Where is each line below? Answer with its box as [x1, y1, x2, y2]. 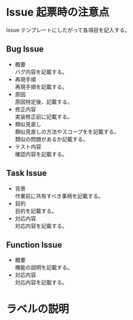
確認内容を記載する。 [14, 150, 67, 157]
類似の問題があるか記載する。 [14, 135, 88, 142]
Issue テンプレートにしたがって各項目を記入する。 [6, 26, 130, 33]
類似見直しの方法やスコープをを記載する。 [14, 128, 119, 135]
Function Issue [6, 240, 63, 250]
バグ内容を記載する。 [14, 68, 67, 75]
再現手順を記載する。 [14, 83, 67, 90]
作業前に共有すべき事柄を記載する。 [14, 192, 104, 199]
